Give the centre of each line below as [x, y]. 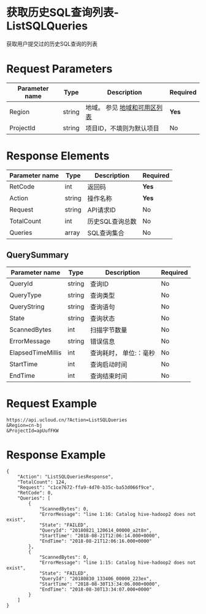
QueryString [27, 306]
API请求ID [102, 210]
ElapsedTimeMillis [36, 352]
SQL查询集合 [106, 232]
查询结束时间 [109, 376]
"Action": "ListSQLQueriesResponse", [66, 477]
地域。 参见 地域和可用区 [121, 107]
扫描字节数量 [109, 330]
